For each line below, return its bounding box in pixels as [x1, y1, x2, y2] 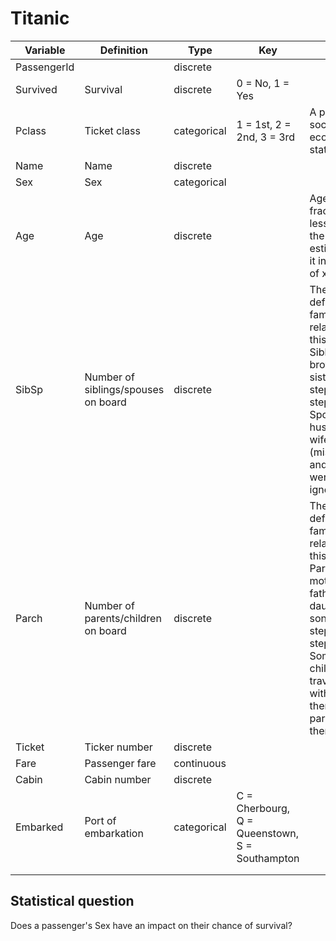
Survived [15, 82, 58, 96]
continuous [173, 756, 227, 770]
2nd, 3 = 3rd [236, 130, 296, 144]
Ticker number [84, 740, 153, 754]
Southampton [236, 851, 300, 865]
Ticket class [84, 123, 141, 137]
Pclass [15, 123, 47, 137]
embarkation [84, 826, 144, 840]
